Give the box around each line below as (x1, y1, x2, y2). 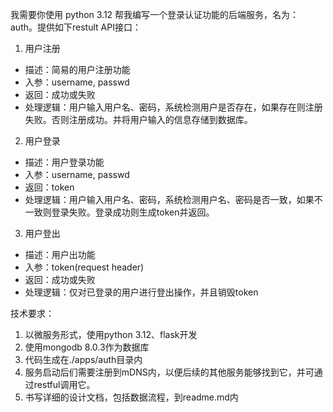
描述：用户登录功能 (24, 156, 105, 168)
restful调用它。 (33, 379, 96, 390)
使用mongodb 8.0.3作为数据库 (24, 341, 150, 353)
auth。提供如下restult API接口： (10, 21, 142, 33)
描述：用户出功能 (24, 249, 96, 260)
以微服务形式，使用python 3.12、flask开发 (24, 329, 198, 340)
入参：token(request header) (24, 261, 145, 273)
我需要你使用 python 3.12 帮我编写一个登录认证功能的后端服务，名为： (10, 9, 300, 20)
